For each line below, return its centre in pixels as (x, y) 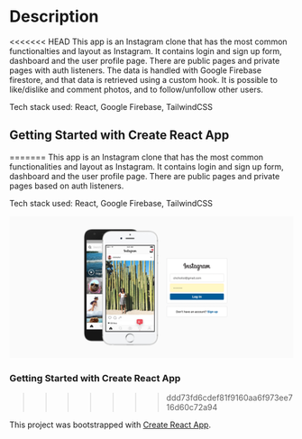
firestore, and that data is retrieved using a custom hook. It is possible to (143, 79)
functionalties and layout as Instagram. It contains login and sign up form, (146, 50)
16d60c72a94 (192, 407)
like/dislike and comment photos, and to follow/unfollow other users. (137, 89)
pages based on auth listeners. (67, 186)
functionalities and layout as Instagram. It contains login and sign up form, (146, 166)
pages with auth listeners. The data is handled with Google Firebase (136, 70)
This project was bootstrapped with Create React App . (110, 425)
